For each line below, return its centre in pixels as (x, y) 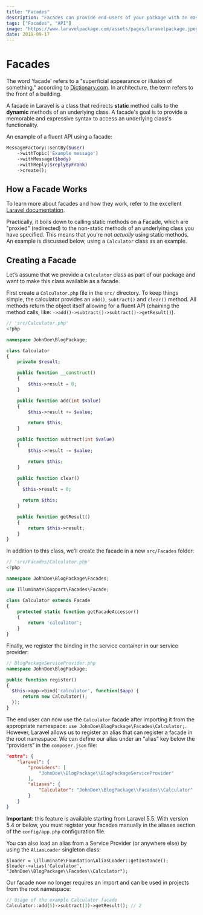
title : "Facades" (28, 12)
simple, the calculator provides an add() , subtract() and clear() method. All (101, 300)
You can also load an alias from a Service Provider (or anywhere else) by (97, 843)
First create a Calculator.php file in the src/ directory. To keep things (92, 293)
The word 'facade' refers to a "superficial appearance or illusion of (89, 81)
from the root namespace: (39, 889)
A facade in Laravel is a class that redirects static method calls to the (92, 106)
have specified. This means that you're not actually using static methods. (98, 235)
